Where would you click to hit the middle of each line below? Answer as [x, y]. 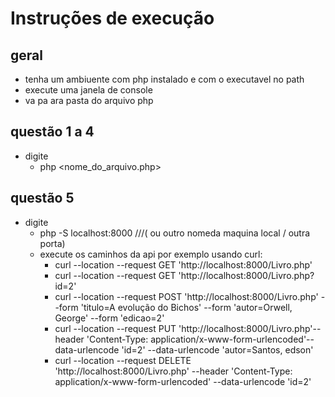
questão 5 [42, 198]
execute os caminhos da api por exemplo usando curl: [151, 254]
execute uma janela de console [88, 90]
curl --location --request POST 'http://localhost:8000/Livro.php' [186, 296]
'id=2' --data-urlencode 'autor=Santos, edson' [217, 349]
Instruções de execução [112, 18]
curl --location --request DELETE [123, 360]
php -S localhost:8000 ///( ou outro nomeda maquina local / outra [175, 233]
